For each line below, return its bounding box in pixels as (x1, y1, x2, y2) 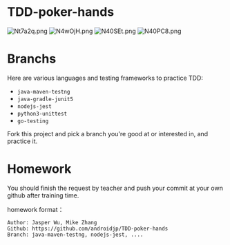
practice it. (7, 137, 38, 145)
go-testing (17, 118, 49, 125)
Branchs (7, 51, 57, 67)
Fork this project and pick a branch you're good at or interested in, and (7, 129, 209, 138)
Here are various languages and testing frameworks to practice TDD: (7, 74, 204, 82)
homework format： (7, 205, 64, 213)
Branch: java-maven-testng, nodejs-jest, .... (7, 231, 144, 238)
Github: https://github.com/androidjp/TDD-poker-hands (7, 225, 169, 232)
